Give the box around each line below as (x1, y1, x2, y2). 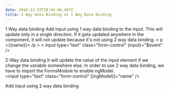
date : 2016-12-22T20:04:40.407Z (5, 7, 73, 13)
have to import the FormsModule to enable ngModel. (5, 67, 115, 73)
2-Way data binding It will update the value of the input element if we (5, 57, 149, 63)
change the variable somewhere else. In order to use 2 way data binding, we (5, 62, 164, 68)
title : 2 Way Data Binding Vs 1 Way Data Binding (5, 12, 112, 17)
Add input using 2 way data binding (5, 82, 79, 88)
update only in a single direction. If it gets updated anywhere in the (5, 31, 144, 37)
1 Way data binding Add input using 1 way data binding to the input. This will (5, 26, 163, 32)
